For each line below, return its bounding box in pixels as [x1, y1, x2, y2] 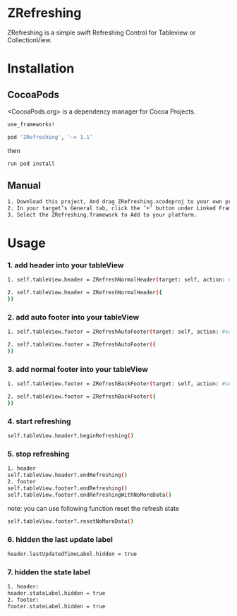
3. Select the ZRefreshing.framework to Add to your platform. [7, 212, 197, 219]
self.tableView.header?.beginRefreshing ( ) [7, 433, 134, 440]
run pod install [7, 160, 55, 167]
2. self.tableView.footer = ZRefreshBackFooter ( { [7, 393, 157, 400]
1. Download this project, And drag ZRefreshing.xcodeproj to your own [7, 198, 222, 205]
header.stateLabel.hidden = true [7, 590, 106, 597]
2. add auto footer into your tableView [7, 313, 140, 322]
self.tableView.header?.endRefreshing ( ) [7, 471, 128, 479]
